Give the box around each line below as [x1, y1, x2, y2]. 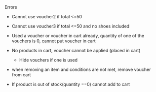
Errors [4, 4, 17, 10]
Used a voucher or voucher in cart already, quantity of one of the [11, 33, 144, 38]
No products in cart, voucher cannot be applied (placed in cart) [11, 48, 141, 53]
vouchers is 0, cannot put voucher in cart [11, 38, 96, 44]
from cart [11, 72, 31, 78]
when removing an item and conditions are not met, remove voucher [11, 66, 151, 72]
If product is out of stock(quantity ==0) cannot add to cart [11, 81, 130, 87]
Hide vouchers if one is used [19, 57, 78, 63]
